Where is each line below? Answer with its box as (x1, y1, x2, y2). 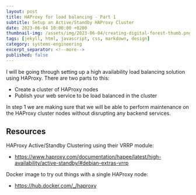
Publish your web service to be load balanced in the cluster (14, 92, 157, 99)
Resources (6, 126, 46, 136)
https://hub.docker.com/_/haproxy (14, 182, 97, 189)
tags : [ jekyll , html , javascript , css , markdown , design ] (6, 36, 150, 42)
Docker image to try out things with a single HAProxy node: (6, 171, 149, 178)
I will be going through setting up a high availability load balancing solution (6, 68, 185, 75)
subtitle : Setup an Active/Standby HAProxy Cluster (6, 19, 134, 25)
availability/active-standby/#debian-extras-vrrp (14, 159, 129, 167)
